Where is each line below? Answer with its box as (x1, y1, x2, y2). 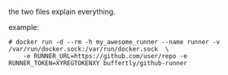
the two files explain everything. (8, 7, 116, 16)
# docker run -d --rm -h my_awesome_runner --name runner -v (8, 38, 221, 46)
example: (8, 23, 39, 31)
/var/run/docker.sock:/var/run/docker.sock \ (8, 45, 169, 53)
